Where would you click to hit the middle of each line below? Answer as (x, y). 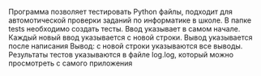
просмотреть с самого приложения (71, 63)
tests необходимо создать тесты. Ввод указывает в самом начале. (124, 29)
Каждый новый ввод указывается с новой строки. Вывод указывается (130, 37)
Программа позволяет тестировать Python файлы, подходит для (120, 12)
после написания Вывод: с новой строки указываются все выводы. (126, 46)
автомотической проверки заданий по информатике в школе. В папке (130, 20)
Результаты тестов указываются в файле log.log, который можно (121, 55)
